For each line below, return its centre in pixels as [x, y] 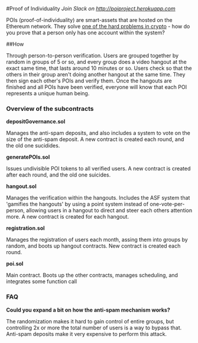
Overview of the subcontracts [50, 108]
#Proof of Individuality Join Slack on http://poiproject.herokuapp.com [91, 9]
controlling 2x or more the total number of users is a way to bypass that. [94, 328]
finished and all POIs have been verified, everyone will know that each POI [97, 87]
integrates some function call [42, 281]
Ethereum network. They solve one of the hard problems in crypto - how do [98, 26]
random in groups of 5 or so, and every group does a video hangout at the [97, 62]
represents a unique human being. [48, 93]
